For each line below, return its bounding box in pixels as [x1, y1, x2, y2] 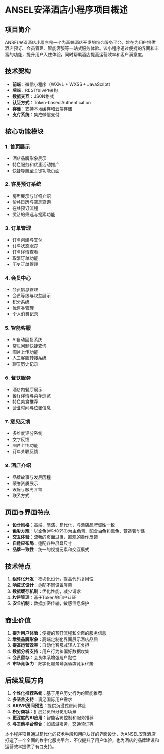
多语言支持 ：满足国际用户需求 [12, 696, 72, 702]
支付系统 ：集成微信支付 [12, 111, 60, 117]
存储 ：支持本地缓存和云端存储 [12, 106, 72, 111]
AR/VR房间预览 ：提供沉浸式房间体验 [12, 702, 86, 708]
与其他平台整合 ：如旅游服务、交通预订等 [12, 721, 94, 727]
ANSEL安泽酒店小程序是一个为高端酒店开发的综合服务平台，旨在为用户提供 [5, 40, 156, 45]
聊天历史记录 [12, 361, 38, 367]
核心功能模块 [5, 128, 44, 136]
